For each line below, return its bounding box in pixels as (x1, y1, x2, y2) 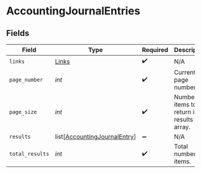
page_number (9, 77, 44, 83)
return (173, 108, 191, 116)
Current (173, 68, 196, 76)
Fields (6, 28, 30, 38)
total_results (9, 151, 50, 157)
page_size (9, 109, 37, 115)
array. (173, 123, 191, 131)
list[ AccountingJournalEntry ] (54, 133, 136, 141)
